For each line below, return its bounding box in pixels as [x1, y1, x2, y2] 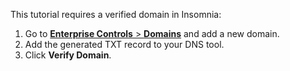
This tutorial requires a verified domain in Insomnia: [10, 9, 222, 20]
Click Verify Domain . [24, 49, 112, 61]
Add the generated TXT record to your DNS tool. [24, 39, 225, 50]
